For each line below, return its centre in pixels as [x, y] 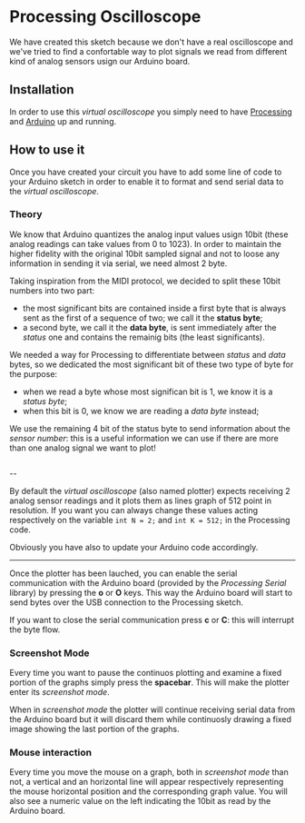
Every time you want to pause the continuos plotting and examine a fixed [146, 673]
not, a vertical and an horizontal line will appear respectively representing [147, 782]
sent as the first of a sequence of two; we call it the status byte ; [143, 317]
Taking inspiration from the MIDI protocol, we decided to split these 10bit [145, 281]
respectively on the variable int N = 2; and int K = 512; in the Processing [150, 520]
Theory [26, 214]
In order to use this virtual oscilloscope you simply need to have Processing [151, 112]
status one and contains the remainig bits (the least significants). [143, 337]
